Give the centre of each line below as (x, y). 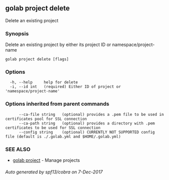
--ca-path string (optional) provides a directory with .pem (87, 123)
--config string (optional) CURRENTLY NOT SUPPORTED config (87, 132)
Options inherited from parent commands (57, 104)
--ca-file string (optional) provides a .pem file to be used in (91, 114)
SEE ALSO (18, 149)
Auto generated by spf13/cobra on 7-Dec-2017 (54, 172)
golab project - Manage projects (46, 160)
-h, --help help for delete (44, 82)
